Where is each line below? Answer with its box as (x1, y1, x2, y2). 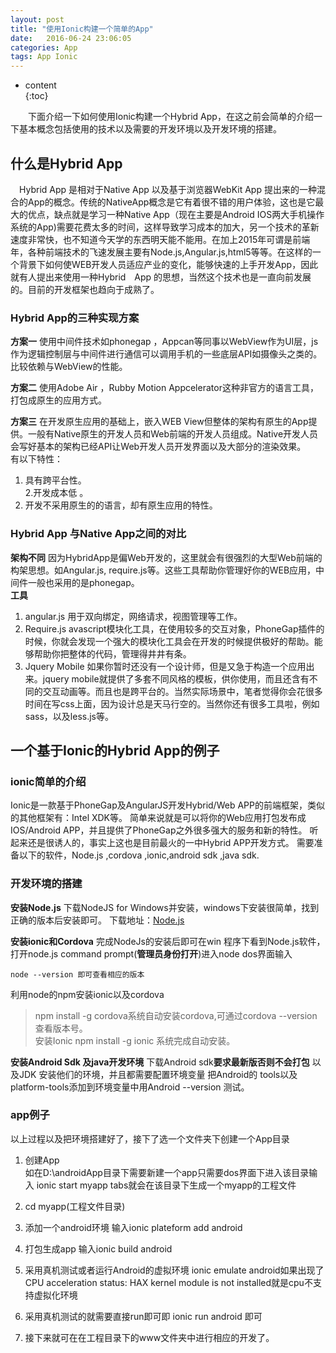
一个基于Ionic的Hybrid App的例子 (10, 742, 220, 759)
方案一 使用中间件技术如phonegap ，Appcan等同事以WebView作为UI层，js (10, 336, 319, 348)
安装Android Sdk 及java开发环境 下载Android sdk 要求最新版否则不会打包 (10, 1056, 310, 1068)
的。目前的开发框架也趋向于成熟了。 (10, 283, 160, 295)
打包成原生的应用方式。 (10, 394, 107, 406)
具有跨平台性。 (24, 474, 87, 486)
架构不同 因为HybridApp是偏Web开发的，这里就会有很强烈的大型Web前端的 (10, 551, 323, 563)
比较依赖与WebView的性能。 (10, 361, 128, 373)
